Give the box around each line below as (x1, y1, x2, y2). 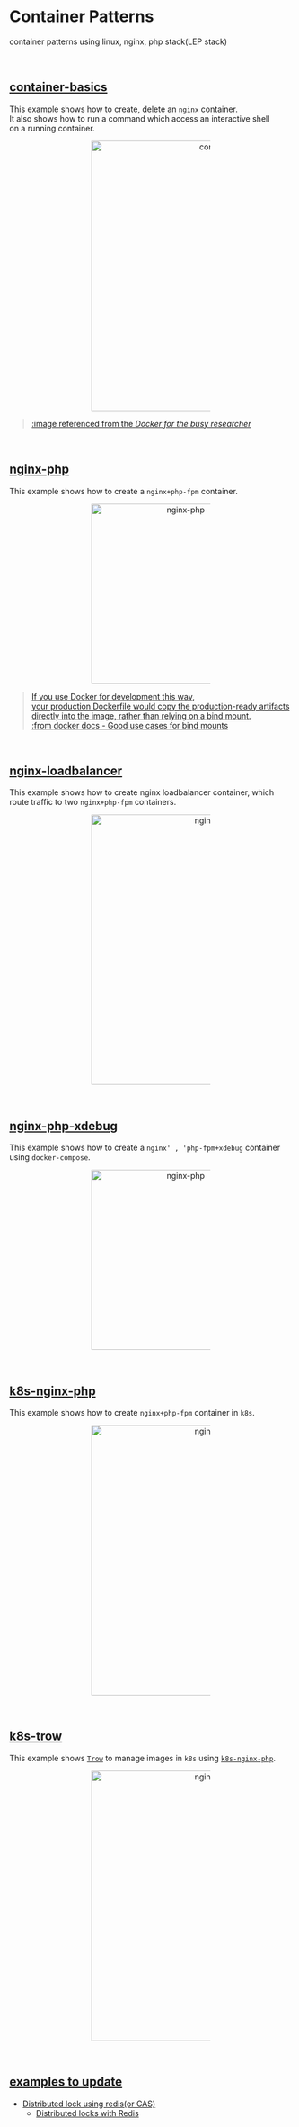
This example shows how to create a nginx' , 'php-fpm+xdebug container (9, 1142, 281, 1154)
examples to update (9, 2074, 123, 2090)
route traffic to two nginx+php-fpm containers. (9, 797, 177, 808)
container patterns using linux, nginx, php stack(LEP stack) (9, 36, 227, 47)
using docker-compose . (9, 1152, 92, 1163)
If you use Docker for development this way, (31, 691, 196, 701)
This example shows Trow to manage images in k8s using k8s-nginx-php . (9, 1752, 277, 1763)
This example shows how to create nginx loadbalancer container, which (9, 787, 275, 798)
